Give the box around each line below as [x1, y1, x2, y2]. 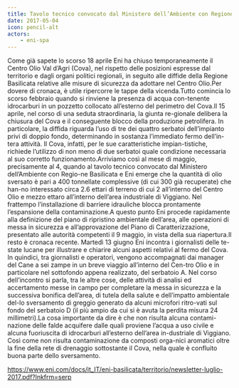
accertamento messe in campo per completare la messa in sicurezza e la [7, 283, 222, 292]
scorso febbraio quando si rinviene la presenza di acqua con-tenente [7, 94, 210, 103]
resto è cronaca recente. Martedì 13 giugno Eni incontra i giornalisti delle [7, 238, 220, 246]
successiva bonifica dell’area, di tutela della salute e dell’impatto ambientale [7, 291, 230, 300]
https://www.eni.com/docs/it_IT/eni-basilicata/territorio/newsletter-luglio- [7, 365, 223, 374]
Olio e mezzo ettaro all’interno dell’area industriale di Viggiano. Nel [7, 193, 203, 201]
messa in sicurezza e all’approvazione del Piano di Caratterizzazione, [7, 223, 210, 231]
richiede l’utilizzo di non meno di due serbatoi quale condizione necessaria [7, 147, 226, 156]
